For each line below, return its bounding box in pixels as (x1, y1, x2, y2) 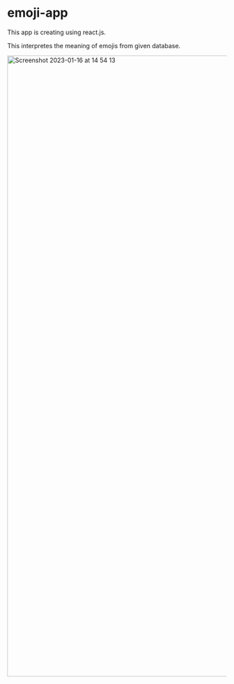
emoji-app (7, 5, 68, 21)
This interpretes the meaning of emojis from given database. (7, 41, 181, 50)
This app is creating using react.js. (7, 28, 107, 36)
